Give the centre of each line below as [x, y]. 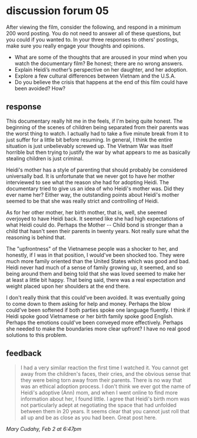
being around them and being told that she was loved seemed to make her [96, 274]
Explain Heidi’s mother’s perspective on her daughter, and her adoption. [101, 69]
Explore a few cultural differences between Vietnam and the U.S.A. [95, 76]
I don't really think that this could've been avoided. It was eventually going [96, 297]
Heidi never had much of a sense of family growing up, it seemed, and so [94, 267]
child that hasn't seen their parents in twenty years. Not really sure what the [98, 231]
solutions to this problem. [37, 335]
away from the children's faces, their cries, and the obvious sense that [106, 373]
